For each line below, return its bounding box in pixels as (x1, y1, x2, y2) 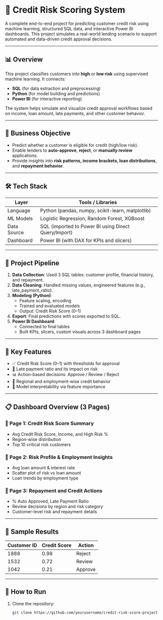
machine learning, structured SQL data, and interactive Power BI (5, 25, 133, 31)
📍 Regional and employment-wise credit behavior (12, 379, 111, 384)
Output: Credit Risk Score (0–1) (19, 308, 81, 314)
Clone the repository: (12, 600, 55, 606)
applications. (12, 152, 38, 158)
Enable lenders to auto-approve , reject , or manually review (12, 147, 132, 153)
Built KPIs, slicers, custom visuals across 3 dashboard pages (19, 329, 141, 335)
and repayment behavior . (12, 163, 64, 169)
